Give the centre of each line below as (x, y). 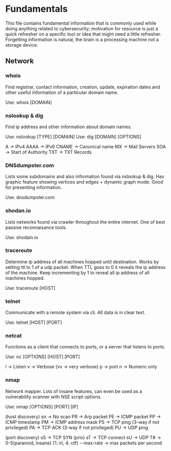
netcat (14, 336)
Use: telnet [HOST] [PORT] (34, 322)
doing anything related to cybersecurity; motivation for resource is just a (82, 28)
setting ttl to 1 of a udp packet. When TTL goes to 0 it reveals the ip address (85, 267)
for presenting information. (34, 187)
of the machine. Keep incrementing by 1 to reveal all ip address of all (78, 272)
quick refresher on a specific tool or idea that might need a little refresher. (83, 34)
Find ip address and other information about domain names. (69, 127)
